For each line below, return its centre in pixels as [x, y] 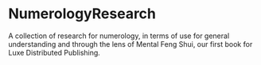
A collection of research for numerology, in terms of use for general [119, 36]
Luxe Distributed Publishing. [55, 52]
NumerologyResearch [82, 14]
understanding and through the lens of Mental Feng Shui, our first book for [130, 44]
